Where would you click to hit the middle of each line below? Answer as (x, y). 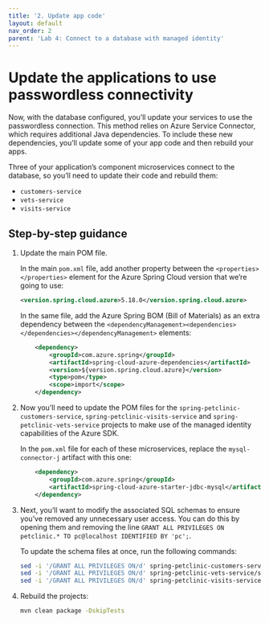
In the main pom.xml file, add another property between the (117, 268)
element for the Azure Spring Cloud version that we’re (158, 277)
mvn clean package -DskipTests (72, 611)
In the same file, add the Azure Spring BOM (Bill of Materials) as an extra (140, 315)
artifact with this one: (97, 457)
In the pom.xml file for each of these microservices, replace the (123, 449)
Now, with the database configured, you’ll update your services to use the (130, 117)
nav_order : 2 (30, 31)
